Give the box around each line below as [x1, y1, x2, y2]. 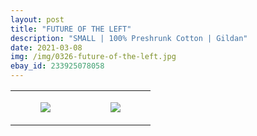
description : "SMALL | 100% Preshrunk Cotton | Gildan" [10, 33, 248, 43]
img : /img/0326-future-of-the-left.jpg [10, 52, 177, 62]
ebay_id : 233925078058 [10, 61, 105, 71]
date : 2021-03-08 [10, 42, 83, 53]
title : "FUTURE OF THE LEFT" [10, 24, 132, 34]
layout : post [10, 14, 65, 25]
